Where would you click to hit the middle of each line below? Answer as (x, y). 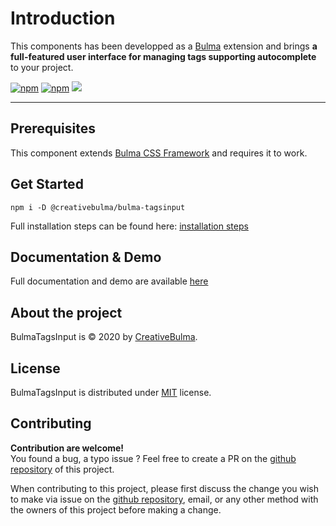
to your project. (42, 67)
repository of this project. (62, 469)
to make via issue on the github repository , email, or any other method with (164, 499)
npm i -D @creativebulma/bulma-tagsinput (98, 207)
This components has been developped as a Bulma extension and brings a (164, 46)
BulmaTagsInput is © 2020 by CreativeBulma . (104, 337)
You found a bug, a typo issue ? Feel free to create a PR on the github (153, 458)
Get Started (47, 184)
